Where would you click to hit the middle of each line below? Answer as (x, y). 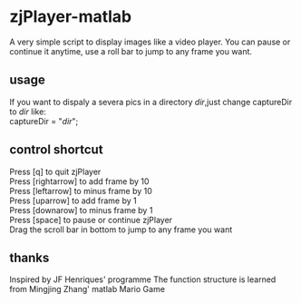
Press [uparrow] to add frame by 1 (73, 200)
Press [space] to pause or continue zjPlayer (91, 220)
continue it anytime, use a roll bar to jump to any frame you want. (131, 51)
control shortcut (56, 150)
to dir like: (28, 112)
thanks (29, 257)
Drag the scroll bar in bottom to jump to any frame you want (121, 230)
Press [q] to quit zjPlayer (55, 171)
